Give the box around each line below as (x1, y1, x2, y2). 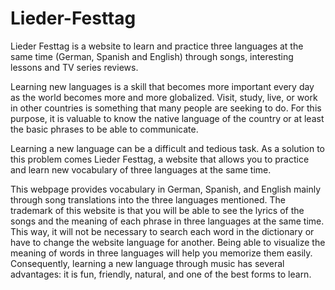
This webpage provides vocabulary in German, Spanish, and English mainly (10, 183, 321, 195)
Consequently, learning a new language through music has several (10, 257, 285, 269)
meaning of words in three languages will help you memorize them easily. (10, 247, 313, 259)
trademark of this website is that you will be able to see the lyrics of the (10, 204, 305, 216)
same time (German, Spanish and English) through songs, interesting (10, 50, 294, 62)
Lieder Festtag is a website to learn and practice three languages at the (10, 40, 304, 52)
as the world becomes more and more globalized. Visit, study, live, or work (10, 91, 318, 103)
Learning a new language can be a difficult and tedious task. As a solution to (10, 142, 325, 154)
